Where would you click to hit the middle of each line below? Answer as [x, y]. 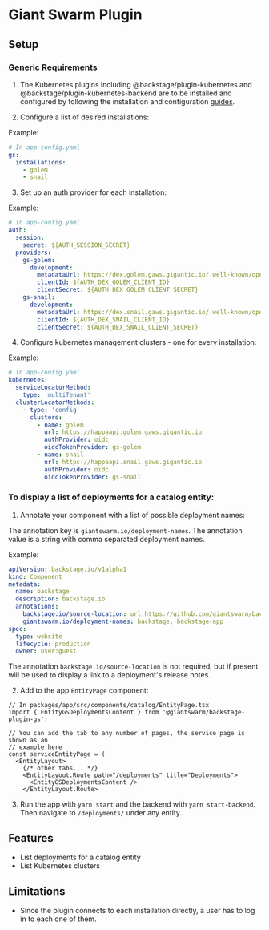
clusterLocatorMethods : [55, 402]
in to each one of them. [58, 919]
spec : [17, 629]
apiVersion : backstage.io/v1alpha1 [68, 569]
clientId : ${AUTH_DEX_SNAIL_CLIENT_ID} [104, 319]
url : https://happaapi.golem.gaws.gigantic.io [123, 432]
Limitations [37, 891]
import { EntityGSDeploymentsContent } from [84, 712]
